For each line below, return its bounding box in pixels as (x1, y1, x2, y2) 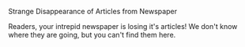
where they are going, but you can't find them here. (8, 31, 176, 39)
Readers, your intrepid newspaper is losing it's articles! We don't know (8, 22, 238, 31)
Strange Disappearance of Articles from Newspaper (8, 7, 178, 16)
